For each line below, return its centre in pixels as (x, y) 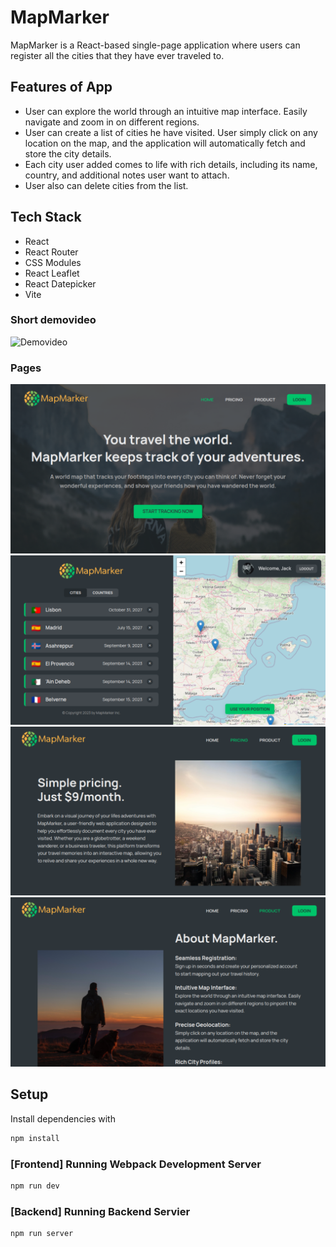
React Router (51, 252)
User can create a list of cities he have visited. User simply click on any (171, 132)
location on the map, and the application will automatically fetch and (165, 143)
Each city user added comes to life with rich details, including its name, (171, 164)
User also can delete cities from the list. (106, 185)
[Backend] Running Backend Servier (100, 1211)
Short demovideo (53, 320)
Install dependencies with (63, 1118)
